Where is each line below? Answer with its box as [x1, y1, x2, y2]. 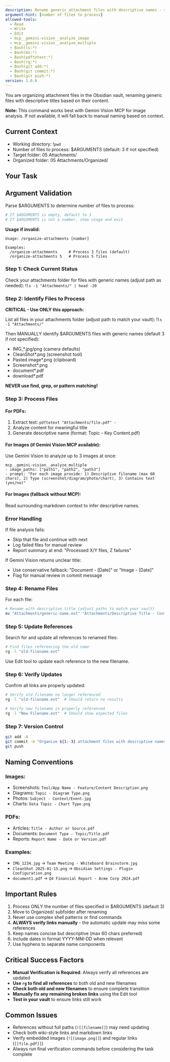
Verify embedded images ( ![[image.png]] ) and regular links [12, 1035, 138, 1041]
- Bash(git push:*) [10, 74, 51, 79]
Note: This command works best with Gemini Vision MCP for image [5, 107, 146, 113]
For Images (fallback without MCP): [5, 491, 81, 497]
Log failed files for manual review [12, 541, 82, 548]
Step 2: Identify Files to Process [5, 295, 85, 302]
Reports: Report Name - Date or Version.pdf [12, 836, 107, 842]
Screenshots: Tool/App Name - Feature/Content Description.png [12, 784, 148, 791]
